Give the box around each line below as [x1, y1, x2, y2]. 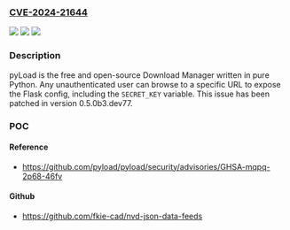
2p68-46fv [21, 171, 63, 181]
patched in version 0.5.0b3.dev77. [9, 97, 133, 108]
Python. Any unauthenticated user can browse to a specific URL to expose [9, 79, 281, 89]
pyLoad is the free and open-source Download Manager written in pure [9, 69, 270, 80]
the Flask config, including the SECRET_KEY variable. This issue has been [9, 88, 270, 99]
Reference [9, 142, 49, 152]
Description [9, 50, 61, 62]
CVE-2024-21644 [9, 6, 89, 19]
